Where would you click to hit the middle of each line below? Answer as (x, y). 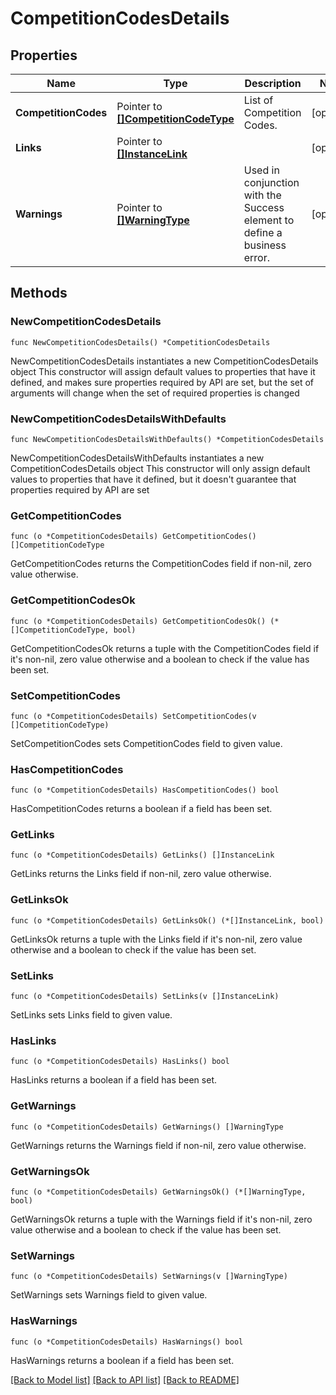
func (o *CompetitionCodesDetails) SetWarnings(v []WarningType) (149, 1277)
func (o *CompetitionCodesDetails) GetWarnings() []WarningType (147, 1127)
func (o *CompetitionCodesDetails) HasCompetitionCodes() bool (145, 790)
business (265, 245)
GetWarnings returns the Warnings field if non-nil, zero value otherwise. (158, 1145)
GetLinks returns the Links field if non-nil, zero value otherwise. (141, 874)
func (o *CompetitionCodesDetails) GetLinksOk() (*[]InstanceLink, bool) (167, 920)
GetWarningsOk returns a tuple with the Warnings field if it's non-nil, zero (161, 1219)
